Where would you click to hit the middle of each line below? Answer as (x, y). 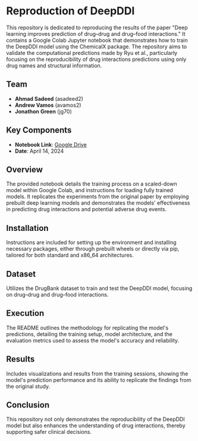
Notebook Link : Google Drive (51, 144)
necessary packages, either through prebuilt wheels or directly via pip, (93, 249)
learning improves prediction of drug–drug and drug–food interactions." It (96, 33)
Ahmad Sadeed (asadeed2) (49, 98)
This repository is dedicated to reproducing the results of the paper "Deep (97, 27)
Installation (27, 228)
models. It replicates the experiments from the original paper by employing (98, 197)
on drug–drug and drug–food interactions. (57, 294)
